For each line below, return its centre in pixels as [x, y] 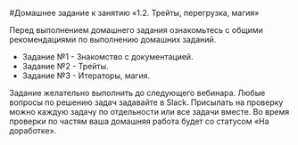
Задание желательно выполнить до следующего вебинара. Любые [137, 93]
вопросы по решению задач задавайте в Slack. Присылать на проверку [146, 102]
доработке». [33, 131]
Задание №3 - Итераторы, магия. [86, 76]
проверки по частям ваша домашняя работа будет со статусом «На [139, 121]
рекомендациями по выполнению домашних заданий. [113, 40]
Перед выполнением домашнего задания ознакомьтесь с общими [136, 30]
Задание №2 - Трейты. [65, 66]
